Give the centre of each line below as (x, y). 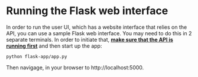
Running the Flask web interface (87, 11)
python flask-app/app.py (37, 56)
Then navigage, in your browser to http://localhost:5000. (75, 67)
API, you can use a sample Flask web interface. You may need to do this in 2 (99, 33)
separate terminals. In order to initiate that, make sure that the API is (90, 39)
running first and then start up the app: (54, 46)
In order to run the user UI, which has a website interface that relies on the (97, 27)
